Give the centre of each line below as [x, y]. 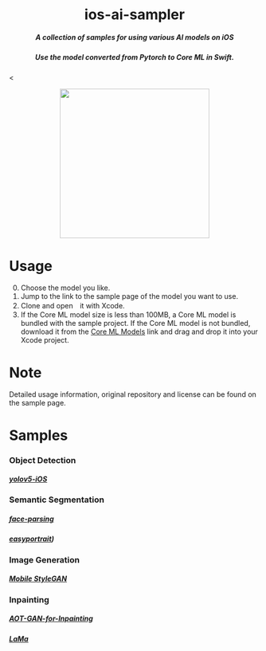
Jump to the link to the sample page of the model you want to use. [129, 296]
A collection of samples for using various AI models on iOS [135, 37]
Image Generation [45, 559]
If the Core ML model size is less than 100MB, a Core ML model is [128, 315]
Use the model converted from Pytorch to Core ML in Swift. [135, 57]
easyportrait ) [32, 539]
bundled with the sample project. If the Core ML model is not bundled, [135, 324]
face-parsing [31, 519]
